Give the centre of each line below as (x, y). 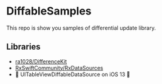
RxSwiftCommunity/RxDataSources (59, 68)
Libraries (23, 47)
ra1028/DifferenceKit (41, 61)
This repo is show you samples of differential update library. (81, 28)
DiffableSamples (49, 11)
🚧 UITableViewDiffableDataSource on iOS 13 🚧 (73, 74)
